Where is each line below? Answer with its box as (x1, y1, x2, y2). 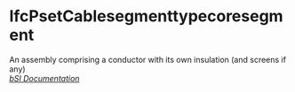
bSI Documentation (9, 73, 80, 83)
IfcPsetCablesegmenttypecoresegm (9, 6, 283, 27)
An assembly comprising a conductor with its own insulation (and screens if (9, 54, 287, 65)
